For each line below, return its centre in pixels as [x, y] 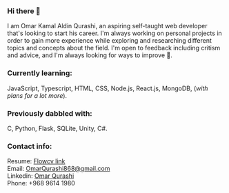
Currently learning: [40, 73]
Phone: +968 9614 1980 [41, 183]
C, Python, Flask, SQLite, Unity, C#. [58, 128]
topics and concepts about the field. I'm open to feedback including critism [114, 48]
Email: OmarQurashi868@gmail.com [59, 169]
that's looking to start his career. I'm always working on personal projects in [114, 33]
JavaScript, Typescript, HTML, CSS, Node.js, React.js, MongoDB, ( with [108, 88]
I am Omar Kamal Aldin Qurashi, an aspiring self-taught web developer [107, 26]
